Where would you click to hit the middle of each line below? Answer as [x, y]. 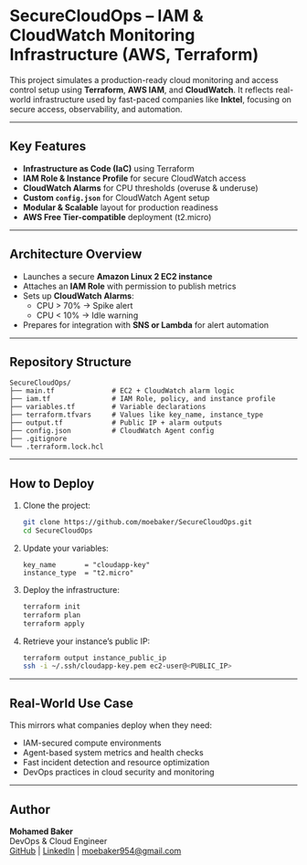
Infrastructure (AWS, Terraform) [134, 55]
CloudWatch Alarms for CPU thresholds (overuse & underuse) [140, 187]
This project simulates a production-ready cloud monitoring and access [144, 79]
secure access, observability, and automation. [96, 109]
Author [30, 809]
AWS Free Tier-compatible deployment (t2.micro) [117, 216]
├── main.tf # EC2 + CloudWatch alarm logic [122, 391]
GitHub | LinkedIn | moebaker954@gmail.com [95, 850]
